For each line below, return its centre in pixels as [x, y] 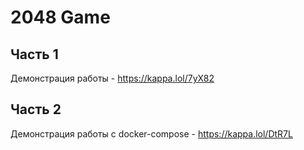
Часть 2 [36, 109]
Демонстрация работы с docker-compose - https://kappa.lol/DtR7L [151, 133]
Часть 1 [34, 54]
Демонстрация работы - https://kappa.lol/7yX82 [112, 78]
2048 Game [60, 17]
